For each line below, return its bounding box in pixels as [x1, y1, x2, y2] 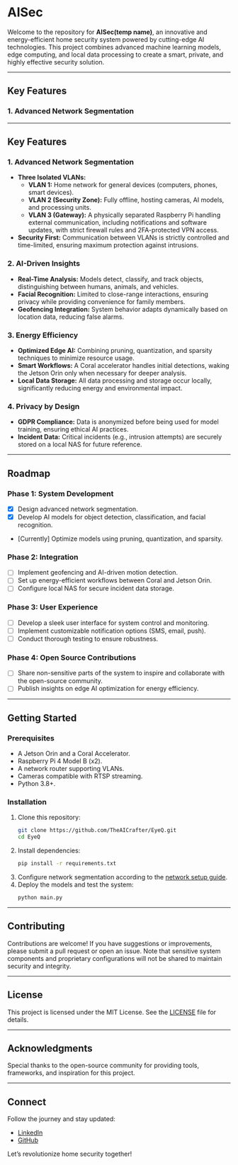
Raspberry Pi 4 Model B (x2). [17, 757, 103, 765]
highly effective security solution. [7, 57, 105, 66]
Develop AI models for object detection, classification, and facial [17, 512, 206, 521]
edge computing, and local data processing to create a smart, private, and [7, 50, 224, 59]
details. [7, 1015, 29, 1024]
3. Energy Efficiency [7, 330, 79, 340]
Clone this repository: [17, 813, 81, 822]
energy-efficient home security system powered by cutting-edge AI [7, 35, 205, 43]
